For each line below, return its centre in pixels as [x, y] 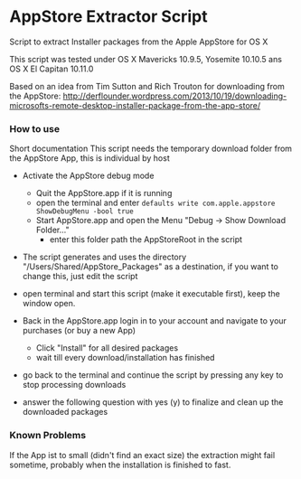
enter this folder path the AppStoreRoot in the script [146, 239]
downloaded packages [65, 412]
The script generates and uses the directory [104, 257]
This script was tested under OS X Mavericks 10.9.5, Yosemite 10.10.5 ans [146, 59]
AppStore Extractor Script [108, 17]
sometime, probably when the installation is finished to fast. [120, 465]
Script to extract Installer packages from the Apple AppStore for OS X [139, 42]
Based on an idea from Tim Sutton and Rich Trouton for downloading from [147, 86]
